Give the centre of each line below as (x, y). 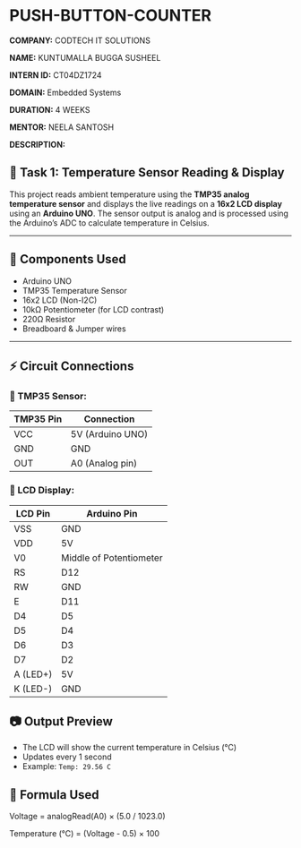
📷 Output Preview (61, 721)
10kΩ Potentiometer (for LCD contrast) (93, 309)
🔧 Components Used (68, 259)
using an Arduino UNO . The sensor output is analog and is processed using (149, 213)
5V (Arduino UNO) (109, 434)
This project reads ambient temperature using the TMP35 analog (129, 194)
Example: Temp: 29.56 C (67, 767)
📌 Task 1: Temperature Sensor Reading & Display (147, 172)
